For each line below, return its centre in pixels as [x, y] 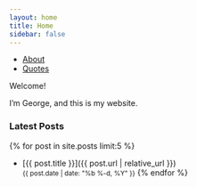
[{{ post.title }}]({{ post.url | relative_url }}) [99, 163]
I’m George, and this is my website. [74, 103]
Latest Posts [37, 126]
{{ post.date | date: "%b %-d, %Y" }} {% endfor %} [105, 172]
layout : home [33, 17]
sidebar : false [37, 34]
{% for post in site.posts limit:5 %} [72, 146]
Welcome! [28, 86]
